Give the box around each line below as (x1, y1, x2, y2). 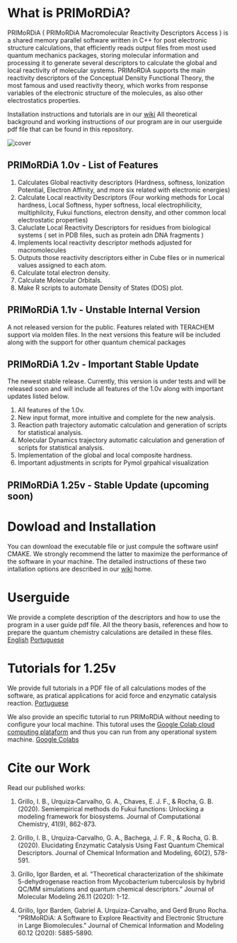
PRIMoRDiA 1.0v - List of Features (7, 159, 158, 171)
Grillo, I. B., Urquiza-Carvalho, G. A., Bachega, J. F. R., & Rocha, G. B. (17, 833, 219, 842)
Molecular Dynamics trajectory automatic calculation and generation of (17, 436, 225, 444)
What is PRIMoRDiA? (7, 5, 131, 21)
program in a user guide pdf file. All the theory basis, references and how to (7, 620, 229, 628)
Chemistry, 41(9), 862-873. (17, 820, 97, 828)
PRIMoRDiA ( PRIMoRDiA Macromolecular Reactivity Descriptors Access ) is (7, 28, 229, 37)
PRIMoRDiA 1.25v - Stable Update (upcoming (7, 479, 209, 491)
